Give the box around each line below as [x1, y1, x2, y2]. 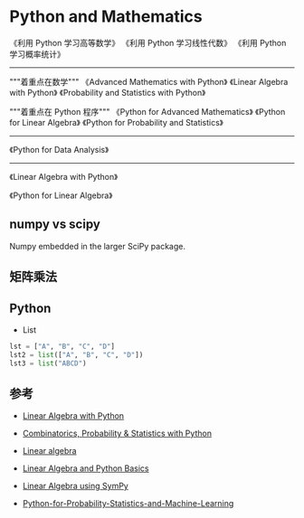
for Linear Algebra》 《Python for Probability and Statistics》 [9, 117, 224, 127]
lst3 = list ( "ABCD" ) [9, 359, 88, 368]
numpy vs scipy [9, 217, 101, 232]
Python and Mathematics [9, 6, 204, 27]
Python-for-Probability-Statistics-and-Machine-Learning [22, 498, 234, 509]
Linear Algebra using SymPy [22, 481, 128, 492]
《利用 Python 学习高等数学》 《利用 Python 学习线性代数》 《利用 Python [9, 37, 287, 48]
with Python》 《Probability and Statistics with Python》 [9, 87, 206, 98]
